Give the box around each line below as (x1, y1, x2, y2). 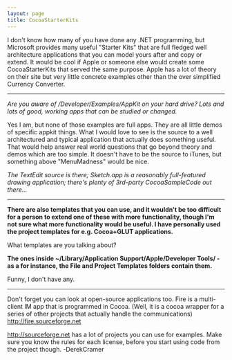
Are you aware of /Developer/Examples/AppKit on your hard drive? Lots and (7, 100, 224, 108)
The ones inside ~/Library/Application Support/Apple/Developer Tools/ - (7, 254, 220, 262)
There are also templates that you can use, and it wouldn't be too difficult (7, 205, 222, 213)
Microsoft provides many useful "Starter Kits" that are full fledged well (7, 43, 207, 51)
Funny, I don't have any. (7, 275, 75, 283)
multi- (199, 295, 216, 303)
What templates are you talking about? (7, 240, 117, 249)
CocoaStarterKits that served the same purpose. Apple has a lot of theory (7, 65, 217, 73)
